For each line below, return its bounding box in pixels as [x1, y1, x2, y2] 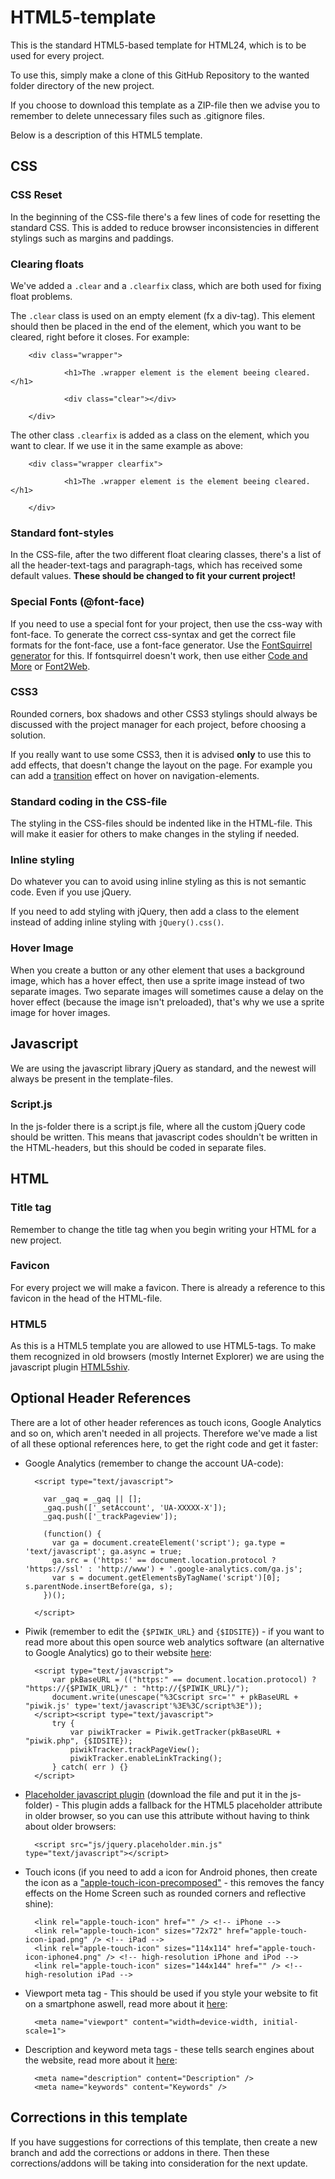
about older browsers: [24, 1820, 117, 1832]
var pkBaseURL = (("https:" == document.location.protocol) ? [51, 1674, 317, 1685]
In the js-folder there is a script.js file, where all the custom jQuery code [10, 1120, 306, 1132]
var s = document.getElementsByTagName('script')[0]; [51, 1572, 281, 1583]
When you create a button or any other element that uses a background [10, 964, 305, 976]
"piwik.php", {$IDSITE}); [24, 1736, 133, 1746]
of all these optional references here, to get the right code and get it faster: [10, 1437, 319, 1450]
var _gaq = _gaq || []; [43, 1494, 142, 1504]
